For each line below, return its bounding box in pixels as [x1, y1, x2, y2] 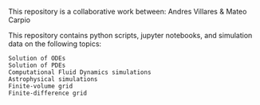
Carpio [8, 15, 30, 25]
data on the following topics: [8, 39, 102, 49]
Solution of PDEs [8, 61, 66, 69]
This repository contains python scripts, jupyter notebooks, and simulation [8, 31, 253, 40]
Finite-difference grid [8, 89, 88, 97]
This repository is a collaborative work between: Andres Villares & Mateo [8, 7, 247, 16]
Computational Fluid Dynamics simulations [8, 68, 152, 76]
